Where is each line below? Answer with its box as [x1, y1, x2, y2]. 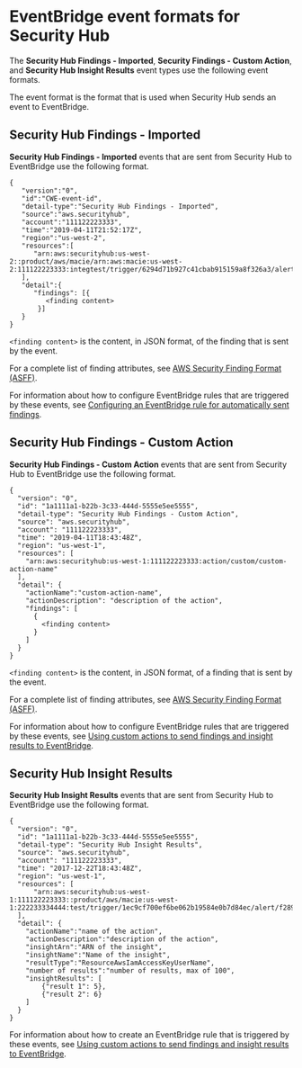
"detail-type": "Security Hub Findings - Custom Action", [17, 509, 240, 518]
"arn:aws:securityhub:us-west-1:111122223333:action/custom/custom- [25, 556, 288, 566]
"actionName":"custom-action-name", [25, 588, 164, 597]
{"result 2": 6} [41, 990, 102, 1000]
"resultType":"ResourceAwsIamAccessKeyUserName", [25, 958, 216, 968]
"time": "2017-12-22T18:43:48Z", [17, 864, 143, 874]
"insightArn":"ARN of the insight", [25, 943, 164, 952]
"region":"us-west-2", [21, 233, 106, 242]
